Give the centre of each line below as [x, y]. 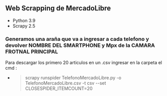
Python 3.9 [24, 20]
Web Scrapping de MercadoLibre [58, 8]
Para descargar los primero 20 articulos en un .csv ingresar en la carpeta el [84, 63]
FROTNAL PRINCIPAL [32, 52]
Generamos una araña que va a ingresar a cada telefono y [77, 39]
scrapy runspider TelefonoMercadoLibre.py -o [73, 78]
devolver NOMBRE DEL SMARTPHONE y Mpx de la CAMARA [80, 45]
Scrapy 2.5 [24, 26]
